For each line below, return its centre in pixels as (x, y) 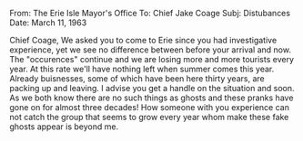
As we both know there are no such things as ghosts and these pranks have (151, 98)
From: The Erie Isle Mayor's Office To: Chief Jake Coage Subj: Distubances (150, 13)
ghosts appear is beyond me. (64, 127)
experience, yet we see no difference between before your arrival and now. (150, 50)
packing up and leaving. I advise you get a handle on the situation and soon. (152, 88)
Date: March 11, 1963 (48, 23)
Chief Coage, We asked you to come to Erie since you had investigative (143, 40)
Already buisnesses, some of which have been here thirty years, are (137, 79)
